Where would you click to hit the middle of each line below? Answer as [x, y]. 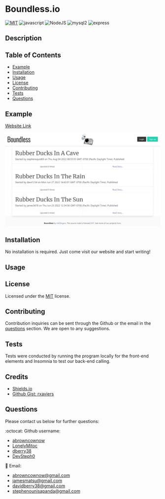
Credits [17, 377]
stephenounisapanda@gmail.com [46, 491]
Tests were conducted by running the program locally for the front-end [77, 356]
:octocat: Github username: [33, 431]
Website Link [18, 126]
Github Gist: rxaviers [33, 394]
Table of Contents [33, 55]
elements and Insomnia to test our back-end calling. [58, 361]
